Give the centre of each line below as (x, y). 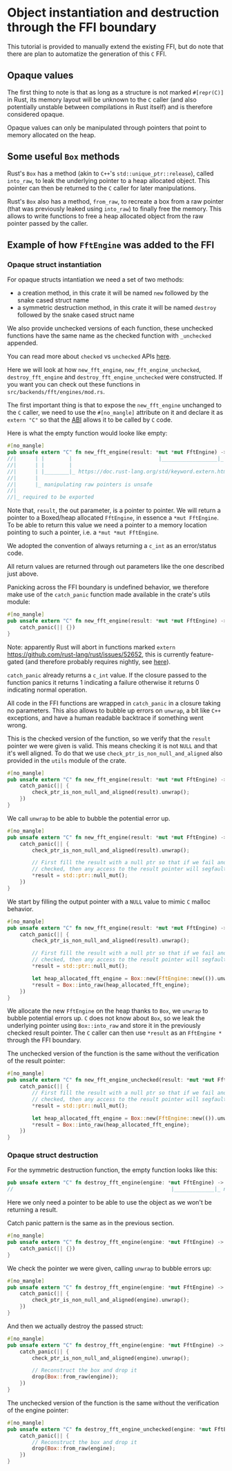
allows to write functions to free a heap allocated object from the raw (105, 216)
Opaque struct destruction (53, 1156)
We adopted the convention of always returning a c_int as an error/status (112, 546)
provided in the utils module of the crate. (67, 760)
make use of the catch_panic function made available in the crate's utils (109, 594)
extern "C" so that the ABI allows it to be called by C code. (90, 420)
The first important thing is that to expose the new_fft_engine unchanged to (115, 405)
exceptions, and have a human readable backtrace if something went (105, 718)
